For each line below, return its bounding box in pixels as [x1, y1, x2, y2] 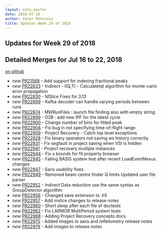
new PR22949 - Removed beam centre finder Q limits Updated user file [12, 172, 156, 178]
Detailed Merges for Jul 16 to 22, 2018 [5, 56, 122, 64]
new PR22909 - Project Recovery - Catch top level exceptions [12, 130, 138, 136]
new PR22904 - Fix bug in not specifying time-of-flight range [12, 125, 136, 131]
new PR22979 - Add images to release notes [12, 224, 102, 230]
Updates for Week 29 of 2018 [5, 39, 96, 47]
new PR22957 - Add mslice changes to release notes [12, 198, 119, 204]
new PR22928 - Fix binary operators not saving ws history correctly [12, 135, 149, 141]
